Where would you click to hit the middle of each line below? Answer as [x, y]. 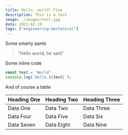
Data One [19, 108]
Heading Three [102, 99]
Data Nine [95, 124]
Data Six [93, 116]
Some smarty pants [26, 43]
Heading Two [62, 99]
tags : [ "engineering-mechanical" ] [42, 29]
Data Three [97, 108]
